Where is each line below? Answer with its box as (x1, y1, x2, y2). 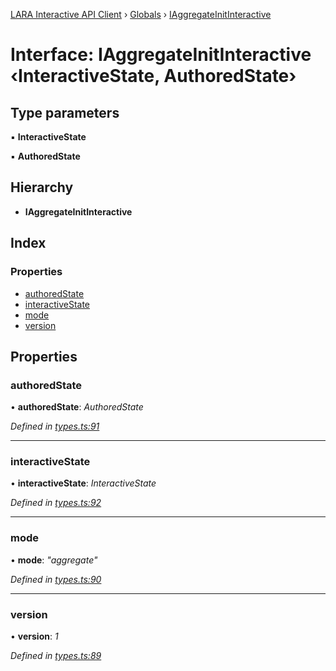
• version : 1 (10, 630, 59, 643)
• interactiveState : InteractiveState (10, 477, 157, 489)
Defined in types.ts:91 (10, 420, 100, 433)
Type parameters (10, 104, 120, 121)
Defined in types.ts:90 (10, 573, 102, 585)
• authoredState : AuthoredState (10, 401, 144, 413)
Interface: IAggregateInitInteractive (10, 44, 312, 66)
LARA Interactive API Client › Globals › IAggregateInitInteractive (10, 9, 272, 20)
